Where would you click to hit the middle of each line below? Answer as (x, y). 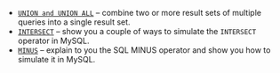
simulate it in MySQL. (56, 59)
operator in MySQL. (53, 40)
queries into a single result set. (74, 22)
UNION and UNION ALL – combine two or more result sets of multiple (140, 13)
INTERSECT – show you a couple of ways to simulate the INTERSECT (137, 31)
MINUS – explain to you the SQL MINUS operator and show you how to (144, 50)
